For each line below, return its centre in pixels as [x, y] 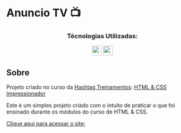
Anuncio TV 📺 [44, 13]
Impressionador [26, 94]
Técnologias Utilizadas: [102, 36]
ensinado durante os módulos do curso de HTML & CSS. [77, 112]
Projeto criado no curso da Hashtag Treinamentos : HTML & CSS [87, 87]
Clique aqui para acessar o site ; [46, 124]
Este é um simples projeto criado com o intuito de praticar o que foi [91, 106]
